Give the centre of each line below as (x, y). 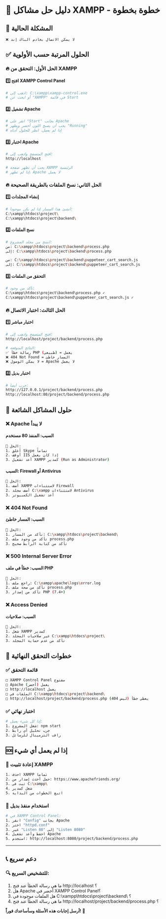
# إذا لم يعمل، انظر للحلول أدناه (33, 131)
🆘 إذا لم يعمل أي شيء (37, 750)
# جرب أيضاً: (17, 385)
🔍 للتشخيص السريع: (27, 873)
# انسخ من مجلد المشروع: (29, 242)
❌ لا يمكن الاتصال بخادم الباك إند (40, 39)
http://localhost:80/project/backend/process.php (58, 394)
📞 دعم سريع (21, 859)
